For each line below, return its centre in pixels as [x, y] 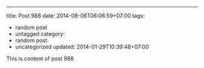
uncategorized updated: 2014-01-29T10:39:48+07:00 [82, 47]
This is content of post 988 [40, 59]
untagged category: [40, 34]
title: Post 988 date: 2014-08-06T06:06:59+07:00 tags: [76, 15]
